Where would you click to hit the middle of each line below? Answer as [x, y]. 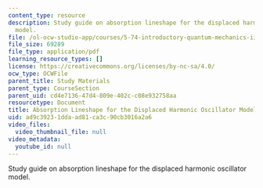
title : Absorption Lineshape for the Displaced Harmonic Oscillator [122, 110]
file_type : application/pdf [54, 52]
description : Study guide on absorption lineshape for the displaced [124, 23]
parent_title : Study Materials [59, 81]
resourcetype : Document [47, 103]
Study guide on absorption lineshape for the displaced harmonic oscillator [128, 168]
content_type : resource [47, 15]
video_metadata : [34, 139]
